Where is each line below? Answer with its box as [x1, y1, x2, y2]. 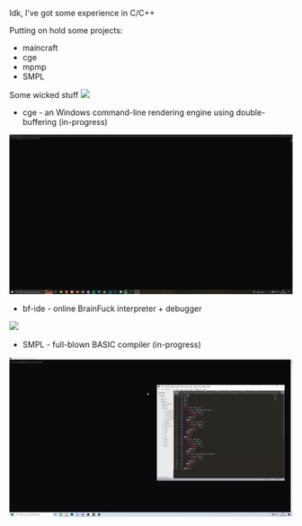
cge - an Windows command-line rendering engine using [22, 107, 235, 118]
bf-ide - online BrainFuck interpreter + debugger [22, 303, 202, 314]
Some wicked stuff [9, 90, 79, 100]
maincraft [22, 42, 58, 53]
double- [235, 107, 266, 118]
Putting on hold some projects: [9, 25, 123, 35]
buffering [22, 117, 57, 127]
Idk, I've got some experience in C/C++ [9, 8, 155, 18]
